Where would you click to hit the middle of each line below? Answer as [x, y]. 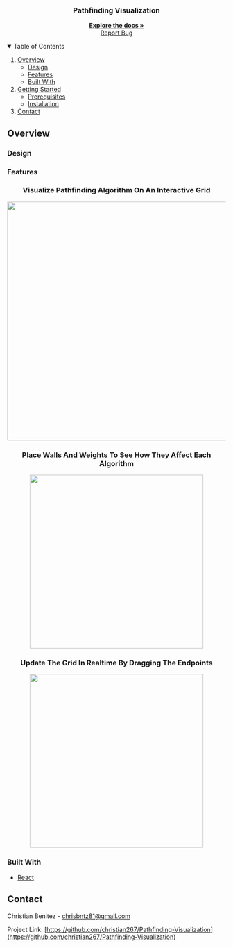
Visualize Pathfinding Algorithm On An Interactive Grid [116, 190]
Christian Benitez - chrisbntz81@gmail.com [69, 916]
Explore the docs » [116, 26]
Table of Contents [39, 47]
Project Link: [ [27, 929]
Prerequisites [46, 97]
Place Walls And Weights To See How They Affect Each [116, 455]
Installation [43, 104]
